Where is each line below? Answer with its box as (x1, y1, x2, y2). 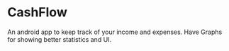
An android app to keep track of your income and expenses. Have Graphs (7, 28, 223, 36)
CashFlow (7, 4, 67, 21)
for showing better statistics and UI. (7, 35, 112, 43)
